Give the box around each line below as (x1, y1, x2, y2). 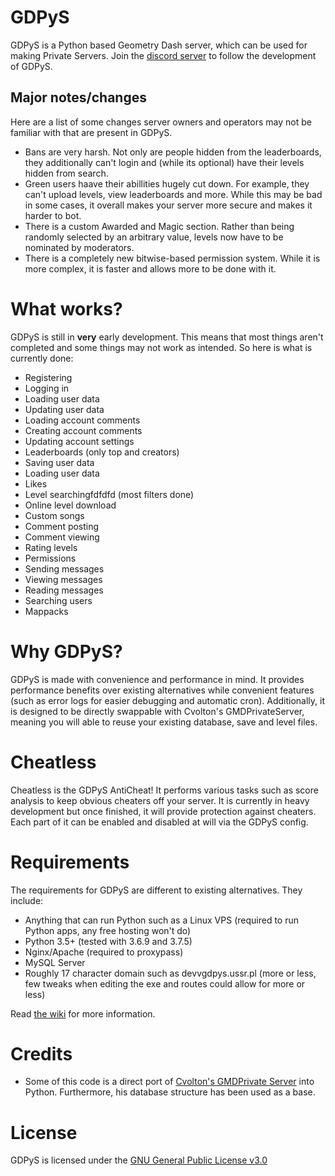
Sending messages (24, 562, 105, 575)
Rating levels (24, 541, 78, 553)
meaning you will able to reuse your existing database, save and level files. (10, 716, 318, 728)
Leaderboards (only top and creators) (24, 446, 180, 458)
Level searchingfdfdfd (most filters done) (24, 488, 195, 500)
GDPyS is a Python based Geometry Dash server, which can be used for (10, 39, 308, 51)
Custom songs (24, 509, 85, 521)
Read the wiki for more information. (10, 1007, 156, 1020)
